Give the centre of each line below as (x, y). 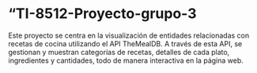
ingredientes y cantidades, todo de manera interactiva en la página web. (126, 60)
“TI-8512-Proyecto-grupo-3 (102, 14)
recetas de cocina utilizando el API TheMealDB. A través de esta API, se (125, 43)
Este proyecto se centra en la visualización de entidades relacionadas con (129, 35)
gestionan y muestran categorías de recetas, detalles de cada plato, (119, 52)
